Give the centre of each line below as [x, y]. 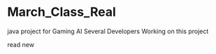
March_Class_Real [62, 12]
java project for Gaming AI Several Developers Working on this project [108, 31]
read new [21, 44]
